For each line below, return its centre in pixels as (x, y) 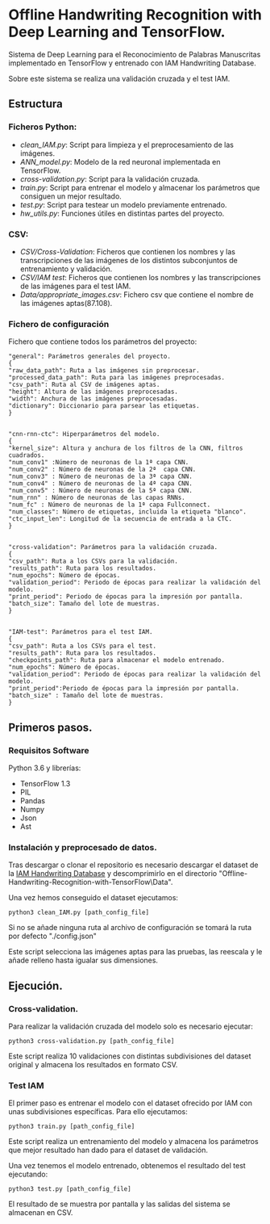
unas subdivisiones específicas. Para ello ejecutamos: (98, 1112)
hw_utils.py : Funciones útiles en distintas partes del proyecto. (122, 213)
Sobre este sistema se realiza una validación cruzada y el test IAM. (119, 78)
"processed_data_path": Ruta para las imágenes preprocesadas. (117, 378)
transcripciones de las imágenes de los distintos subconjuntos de (129, 260)
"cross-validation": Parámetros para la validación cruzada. (113, 547)
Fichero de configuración (59, 324)
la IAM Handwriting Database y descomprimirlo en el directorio (113, 874)
